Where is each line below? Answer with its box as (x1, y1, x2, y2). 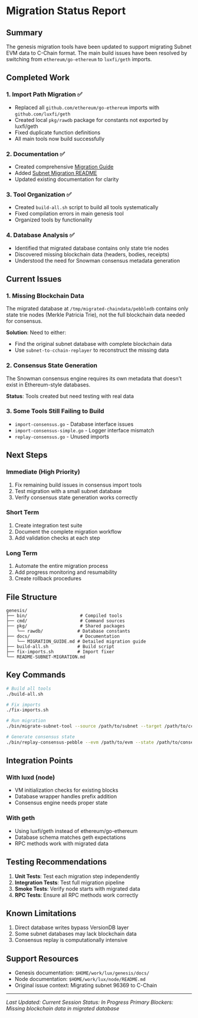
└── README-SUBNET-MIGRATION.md (6, 654, 85, 660)
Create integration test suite (14, 521, 82, 528)
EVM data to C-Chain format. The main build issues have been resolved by (6, 49, 187, 57)
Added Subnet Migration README (14, 169, 97, 176)
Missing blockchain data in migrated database (6, 1005, 120, 1012)
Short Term (6, 508, 39, 517)
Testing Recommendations (6, 857, 107, 867)
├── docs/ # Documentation (6, 633, 120, 639)
